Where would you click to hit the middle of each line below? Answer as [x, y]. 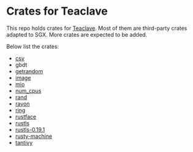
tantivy [24, 142]
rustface [26, 117]
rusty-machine [34, 136]
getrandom [29, 71]
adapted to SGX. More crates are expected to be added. [77, 34]
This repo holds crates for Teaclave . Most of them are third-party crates [97, 28]
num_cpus [28, 90]
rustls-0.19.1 [30, 129]
